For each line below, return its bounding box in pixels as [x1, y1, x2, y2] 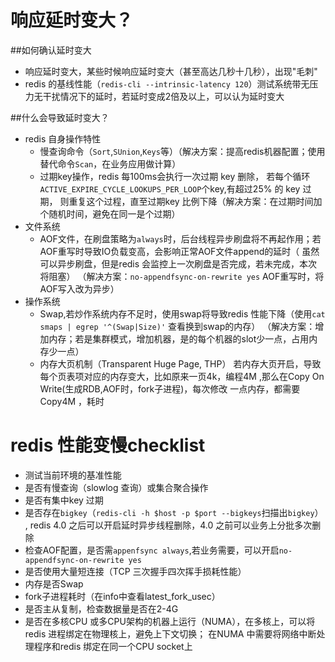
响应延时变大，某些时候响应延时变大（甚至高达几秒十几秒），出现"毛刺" [24, 65, 318, 77]
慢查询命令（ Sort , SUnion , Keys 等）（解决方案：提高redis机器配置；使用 [39, 145, 326, 157]
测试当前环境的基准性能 [24, 469, 122, 481]
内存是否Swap [24, 577, 84, 590]
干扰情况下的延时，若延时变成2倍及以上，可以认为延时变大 [42, 90, 285, 102]
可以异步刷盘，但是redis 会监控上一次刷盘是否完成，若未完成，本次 [39, 257, 318, 270]
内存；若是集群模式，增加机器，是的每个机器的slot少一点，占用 [48, 332, 310, 345]
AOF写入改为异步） [39, 282, 120, 295]
